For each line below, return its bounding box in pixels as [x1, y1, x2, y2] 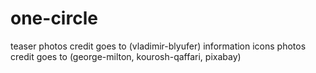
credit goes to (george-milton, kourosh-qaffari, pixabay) [10, 50, 242, 62]
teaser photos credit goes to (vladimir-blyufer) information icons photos [10, 40, 307, 52]
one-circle [10, 7, 98, 30]
